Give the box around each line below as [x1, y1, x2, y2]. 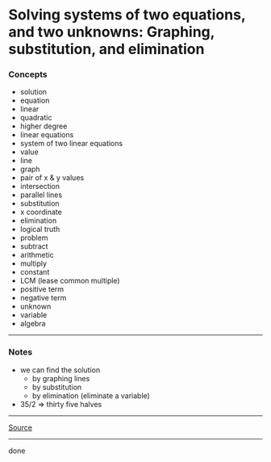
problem [19, 233, 48, 243]
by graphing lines [31, 373, 90, 383]
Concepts [8, 69, 48, 80]
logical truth [19, 225, 60, 234]
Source [8, 422, 32, 432]
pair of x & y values [19, 173, 85, 183]
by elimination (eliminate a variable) [31, 390, 151, 401]
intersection [19, 182, 60, 191]
